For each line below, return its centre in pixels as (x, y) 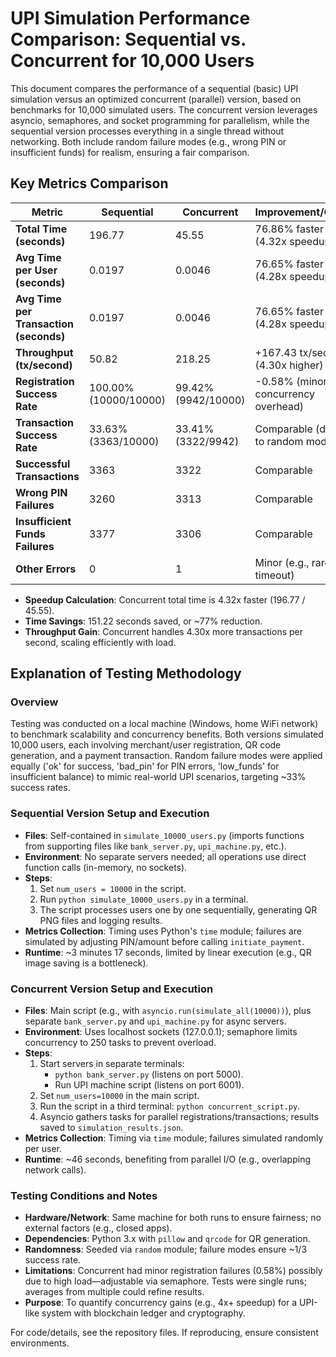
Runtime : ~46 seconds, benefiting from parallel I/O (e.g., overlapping (168, 1159)
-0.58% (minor (291, 381)
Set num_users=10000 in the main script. (119, 1096)
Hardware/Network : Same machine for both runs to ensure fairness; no (173, 1218)
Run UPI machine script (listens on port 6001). (149, 1085)
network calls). (55, 1170)
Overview (34, 702)
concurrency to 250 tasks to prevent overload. (120, 1043)
